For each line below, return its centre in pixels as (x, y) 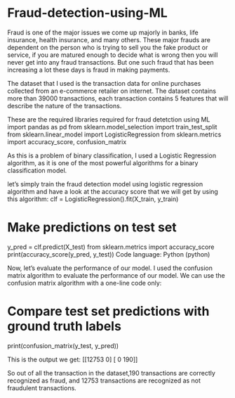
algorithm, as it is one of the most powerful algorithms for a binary (103, 162)
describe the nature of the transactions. (65, 105)
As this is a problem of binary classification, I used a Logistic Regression (112, 155)
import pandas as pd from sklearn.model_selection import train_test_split (112, 127)
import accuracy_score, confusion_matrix (67, 141)
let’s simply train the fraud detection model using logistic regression (105, 184)
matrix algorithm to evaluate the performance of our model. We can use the (116, 275)
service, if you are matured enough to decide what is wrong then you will (113, 55)
